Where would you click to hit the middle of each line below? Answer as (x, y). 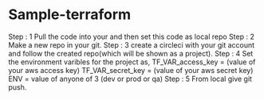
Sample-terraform (70, 15)
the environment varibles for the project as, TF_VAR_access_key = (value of (132, 62)
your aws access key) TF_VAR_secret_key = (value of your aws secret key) (131, 70)
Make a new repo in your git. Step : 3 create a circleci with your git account (132, 44)
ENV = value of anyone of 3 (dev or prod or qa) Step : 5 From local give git (130, 79)
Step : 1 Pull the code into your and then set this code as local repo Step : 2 (132, 37)
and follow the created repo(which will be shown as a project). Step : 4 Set (131, 53)
